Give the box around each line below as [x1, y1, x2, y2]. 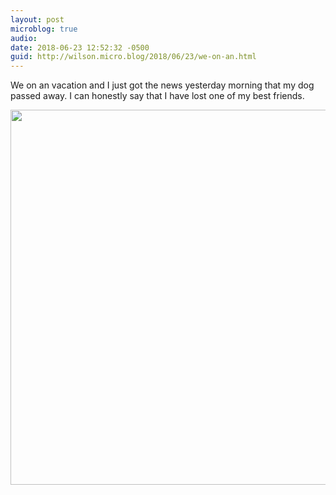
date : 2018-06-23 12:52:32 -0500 [10, 42, 150, 53]
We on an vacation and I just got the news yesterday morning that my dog [10, 79, 315, 91]
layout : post [10, 14, 65, 25]
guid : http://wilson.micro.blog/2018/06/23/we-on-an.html [10, 52, 257, 62]
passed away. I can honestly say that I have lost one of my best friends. [10, 90, 305, 102]
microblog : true [10, 24, 78, 34]
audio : [10, 33, 38, 43]
